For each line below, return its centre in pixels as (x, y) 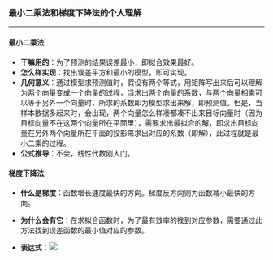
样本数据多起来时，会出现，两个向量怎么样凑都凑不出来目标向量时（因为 (141, 113)
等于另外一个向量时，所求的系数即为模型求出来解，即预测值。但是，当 (145, 102)
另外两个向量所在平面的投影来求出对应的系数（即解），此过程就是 (143, 133)
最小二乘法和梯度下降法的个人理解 (75, 12)
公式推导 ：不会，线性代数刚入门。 (77, 153)
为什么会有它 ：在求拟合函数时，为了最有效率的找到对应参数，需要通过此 (141, 220)
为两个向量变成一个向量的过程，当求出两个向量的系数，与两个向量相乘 (138, 92)
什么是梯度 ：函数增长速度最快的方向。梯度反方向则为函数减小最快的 (134, 193)
